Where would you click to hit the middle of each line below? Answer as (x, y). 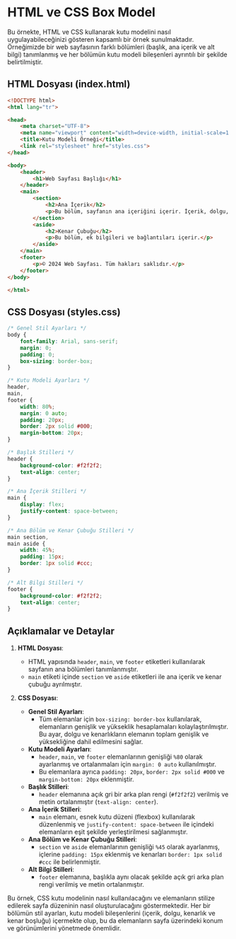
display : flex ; (42, 505)
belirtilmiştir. (25, 62)
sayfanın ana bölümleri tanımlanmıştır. (83, 670)
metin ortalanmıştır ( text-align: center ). (99, 802)
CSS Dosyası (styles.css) (64, 312)
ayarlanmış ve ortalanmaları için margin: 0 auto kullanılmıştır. (128, 764)
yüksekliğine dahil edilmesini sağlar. (91, 742)
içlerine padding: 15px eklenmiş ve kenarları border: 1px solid (130, 855)
